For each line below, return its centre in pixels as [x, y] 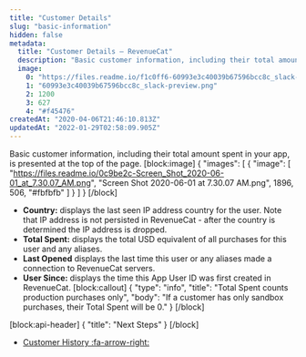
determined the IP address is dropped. [95, 229]
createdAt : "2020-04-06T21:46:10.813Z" [85, 119]
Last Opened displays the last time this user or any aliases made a [147, 259]
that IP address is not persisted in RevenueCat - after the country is [149, 220]
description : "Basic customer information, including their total [146, 60]
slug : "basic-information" [61, 26]
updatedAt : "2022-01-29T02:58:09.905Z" [85, 128]
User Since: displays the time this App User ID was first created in [147, 278]
